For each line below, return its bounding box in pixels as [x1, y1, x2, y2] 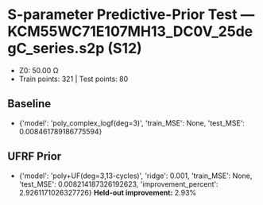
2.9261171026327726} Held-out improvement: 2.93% [18, 188, 197, 197]
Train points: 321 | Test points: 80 [18, 74, 129, 83]
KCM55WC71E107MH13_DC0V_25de [7, 22, 253, 41]
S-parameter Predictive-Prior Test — [7, 6, 255, 24]
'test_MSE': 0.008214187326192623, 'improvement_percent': [18, 179, 219, 188]
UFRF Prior [7, 149, 62, 164]
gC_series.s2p [7, 40, 105, 57]
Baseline [7, 97, 52, 110]
